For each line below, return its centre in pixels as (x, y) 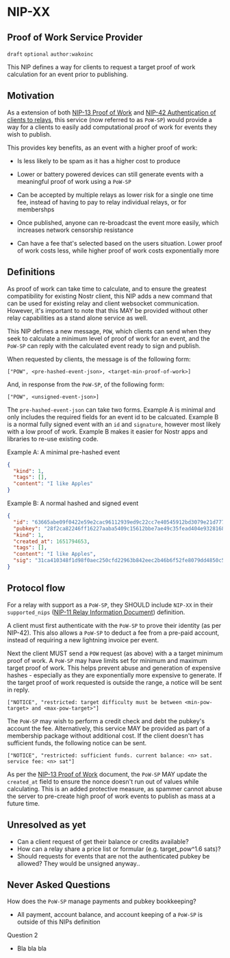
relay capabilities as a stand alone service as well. (78, 318)
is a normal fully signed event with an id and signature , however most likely (114, 424)
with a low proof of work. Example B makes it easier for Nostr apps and (107, 431)
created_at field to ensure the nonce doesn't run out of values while (103, 781)
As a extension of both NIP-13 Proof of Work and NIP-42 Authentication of (112, 112)
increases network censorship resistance (75, 230)
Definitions (31, 272)
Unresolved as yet (47, 825)
